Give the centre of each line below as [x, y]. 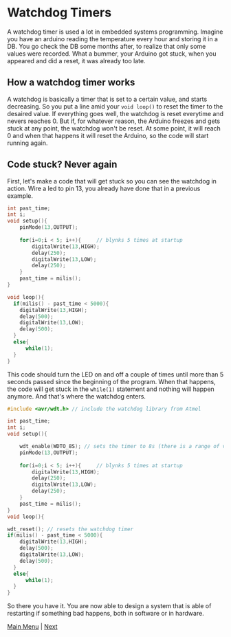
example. [20, 195]
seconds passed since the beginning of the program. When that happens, [111, 381]
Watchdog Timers [59, 13]
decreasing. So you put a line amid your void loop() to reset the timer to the [115, 106]
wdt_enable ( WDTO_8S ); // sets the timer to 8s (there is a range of [120, 447]
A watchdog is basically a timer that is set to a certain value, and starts [107, 99]
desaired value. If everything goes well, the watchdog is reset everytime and [115, 113]
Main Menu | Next [32, 627]
